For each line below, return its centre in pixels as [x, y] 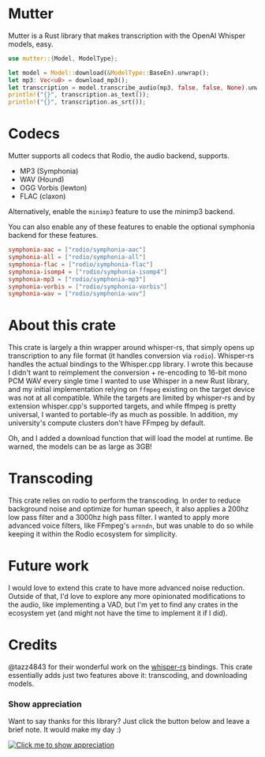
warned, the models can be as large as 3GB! [80, 446]
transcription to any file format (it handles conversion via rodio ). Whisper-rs [131, 356]
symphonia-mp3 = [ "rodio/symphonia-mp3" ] [77, 279]
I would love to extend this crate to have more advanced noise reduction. [127, 588]
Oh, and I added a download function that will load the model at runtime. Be [131, 439]
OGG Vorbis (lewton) [53, 188]
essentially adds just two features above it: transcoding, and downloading [128, 675]
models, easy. [31, 43]
